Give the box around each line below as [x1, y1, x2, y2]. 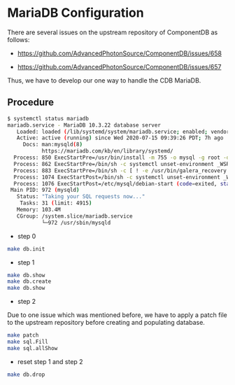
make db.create [7, 278, 52, 285]
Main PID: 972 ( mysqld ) [10, 187, 80, 194]
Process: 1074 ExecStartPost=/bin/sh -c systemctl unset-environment [13, 174, 220, 181]
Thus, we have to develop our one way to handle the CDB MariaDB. [7, 76, 201, 85]
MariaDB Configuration [7, 5, 145, 21]
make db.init [7, 245, 45, 253]
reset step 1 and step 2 [17, 357, 83, 365]
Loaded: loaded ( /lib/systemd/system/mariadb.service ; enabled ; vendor [16, 128, 230, 135]
